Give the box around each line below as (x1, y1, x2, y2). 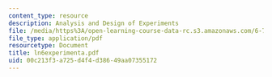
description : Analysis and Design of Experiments (8, 19, 180, 27)
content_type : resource (8, 11, 89, 20)
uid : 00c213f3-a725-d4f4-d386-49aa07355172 (8, 57, 158, 65)
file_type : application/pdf (8, 34, 104, 43)
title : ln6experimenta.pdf (8, 49, 100, 57)
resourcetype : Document (8, 42, 89, 50)
